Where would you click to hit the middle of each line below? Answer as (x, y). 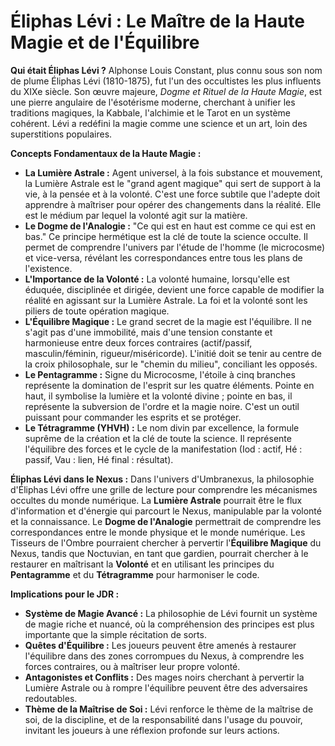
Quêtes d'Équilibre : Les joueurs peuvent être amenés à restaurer (160, 645)
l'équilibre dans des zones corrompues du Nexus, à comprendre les (164, 656)
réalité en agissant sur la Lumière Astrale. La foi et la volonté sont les (166, 300)
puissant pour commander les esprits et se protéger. (133, 417)
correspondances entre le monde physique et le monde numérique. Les (158, 532)
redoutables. (51, 698)
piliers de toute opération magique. (97, 311)
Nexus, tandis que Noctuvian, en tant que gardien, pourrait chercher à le (159, 553)
